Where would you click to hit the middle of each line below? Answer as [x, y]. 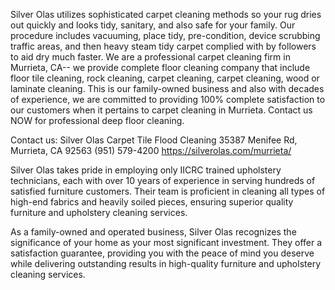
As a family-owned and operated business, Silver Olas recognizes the [153, 232]
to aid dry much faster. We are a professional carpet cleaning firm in [150, 57]
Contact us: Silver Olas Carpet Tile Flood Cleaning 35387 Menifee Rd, [154, 140]
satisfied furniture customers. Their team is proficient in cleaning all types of [168, 191]
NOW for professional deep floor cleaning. [97, 120]
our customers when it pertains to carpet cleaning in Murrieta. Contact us [161, 110]
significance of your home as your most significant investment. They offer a [166, 242]
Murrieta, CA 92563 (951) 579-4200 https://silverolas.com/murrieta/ [151, 150]
